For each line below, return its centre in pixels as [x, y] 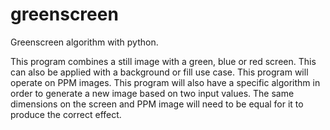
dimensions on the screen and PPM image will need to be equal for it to [157, 104]
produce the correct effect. [66, 114]
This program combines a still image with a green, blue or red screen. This [163, 61]
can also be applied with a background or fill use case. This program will [159, 72]
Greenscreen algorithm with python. [84, 42]
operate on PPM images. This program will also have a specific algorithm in [165, 82]
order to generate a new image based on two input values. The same [152, 93]
